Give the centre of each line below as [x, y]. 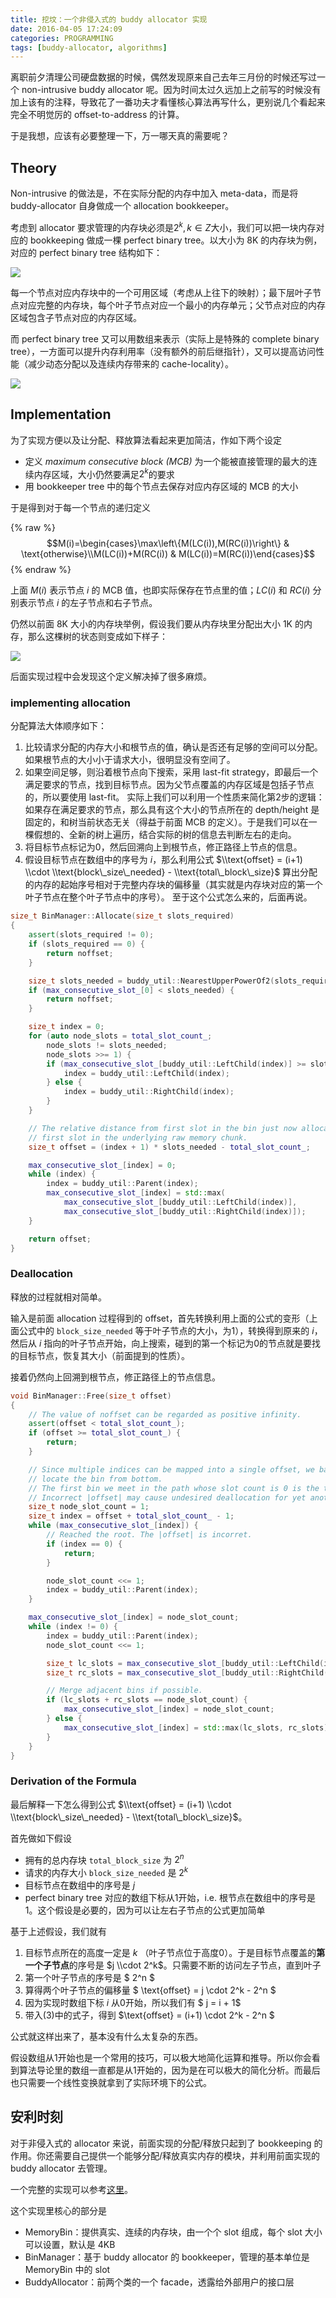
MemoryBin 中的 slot [67, 2269]
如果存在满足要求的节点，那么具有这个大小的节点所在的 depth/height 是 [172, 810]
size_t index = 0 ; [66, 1027]
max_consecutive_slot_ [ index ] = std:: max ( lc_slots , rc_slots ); [198, 1727]
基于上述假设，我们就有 [58, 1932]
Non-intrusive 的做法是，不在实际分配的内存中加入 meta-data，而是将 [154, 193]
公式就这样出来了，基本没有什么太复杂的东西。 [106, 2037]
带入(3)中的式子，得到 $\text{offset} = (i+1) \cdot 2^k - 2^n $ [149, 2015]
